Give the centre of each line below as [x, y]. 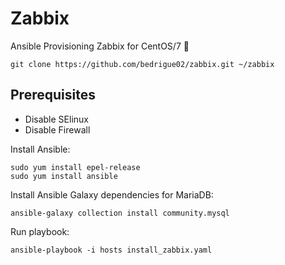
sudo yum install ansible [64, 176]
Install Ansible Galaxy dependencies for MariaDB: [112, 194]
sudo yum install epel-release [75, 167]
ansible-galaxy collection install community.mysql [120, 213]
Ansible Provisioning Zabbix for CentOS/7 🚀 [100, 46]
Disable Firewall [57, 129]
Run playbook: [40, 231]
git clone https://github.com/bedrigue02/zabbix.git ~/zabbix [142, 64]
